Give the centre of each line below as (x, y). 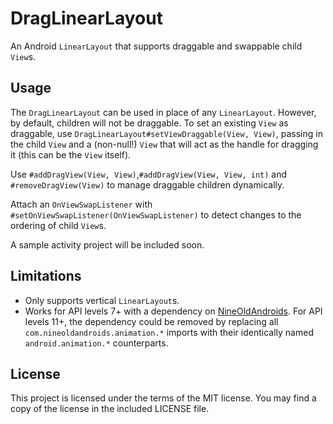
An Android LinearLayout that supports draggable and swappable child (156, 46)
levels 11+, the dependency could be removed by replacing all (151, 321)
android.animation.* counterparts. (96, 343)
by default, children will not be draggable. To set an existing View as (149, 123)
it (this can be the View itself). (71, 154)
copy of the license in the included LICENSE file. (110, 409)
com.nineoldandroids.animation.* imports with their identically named (169, 332)
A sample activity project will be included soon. (107, 244)
